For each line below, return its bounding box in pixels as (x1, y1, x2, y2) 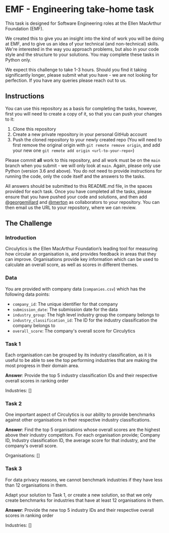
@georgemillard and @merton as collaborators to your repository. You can (5, 199, 160, 205)
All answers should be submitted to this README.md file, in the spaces (5, 183, 152, 189)
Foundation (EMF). (5, 25, 44, 31)
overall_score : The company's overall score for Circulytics (12, 328, 135, 334)
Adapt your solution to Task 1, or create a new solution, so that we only (5, 492, 152, 498)
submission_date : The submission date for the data (12, 306, 118, 312)
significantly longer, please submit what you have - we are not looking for (5, 72, 158, 78)
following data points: (5, 291, 50, 297)
